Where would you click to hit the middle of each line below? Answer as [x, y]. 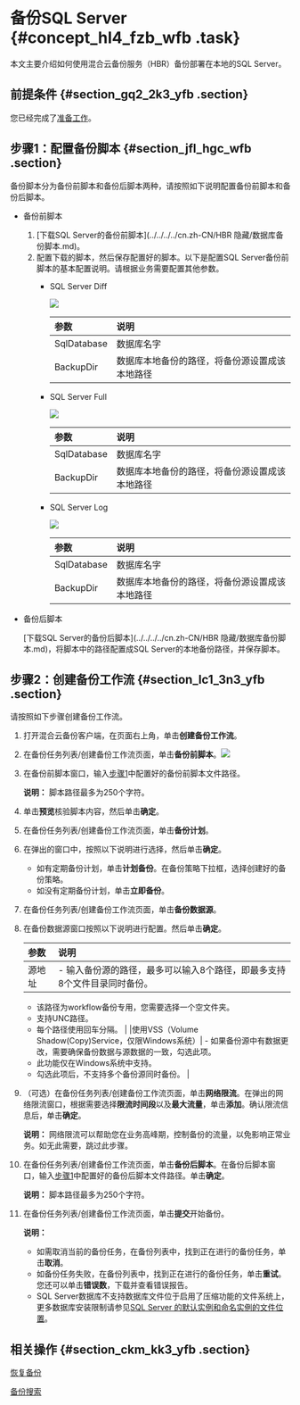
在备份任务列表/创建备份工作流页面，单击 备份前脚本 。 [122, 754]
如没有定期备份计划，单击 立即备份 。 [103, 891]
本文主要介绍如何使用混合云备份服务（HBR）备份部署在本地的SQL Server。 [148, 63]
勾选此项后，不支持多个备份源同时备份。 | [113, 1074]
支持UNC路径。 [65, 1018]
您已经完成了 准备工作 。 [53, 118]
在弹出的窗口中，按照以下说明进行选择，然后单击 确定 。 [124, 850]
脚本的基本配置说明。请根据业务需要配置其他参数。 [130, 268]
